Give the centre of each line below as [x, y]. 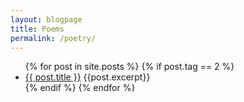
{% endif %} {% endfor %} [80, 88]
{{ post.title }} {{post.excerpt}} [87, 77]
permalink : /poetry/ [53, 38]
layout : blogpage [46, 19]
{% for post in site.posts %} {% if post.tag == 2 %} [129, 67]
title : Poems [37, 29]
